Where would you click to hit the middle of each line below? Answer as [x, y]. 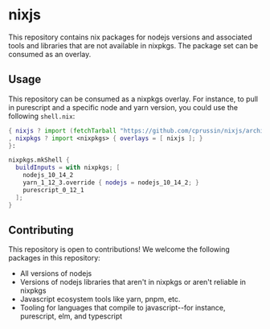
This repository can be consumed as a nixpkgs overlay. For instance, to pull [133, 99]
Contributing [41, 230]
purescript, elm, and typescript [71, 316]
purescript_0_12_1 [53, 190]
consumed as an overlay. [50, 54]
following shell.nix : [42, 116]
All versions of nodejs [56, 273]
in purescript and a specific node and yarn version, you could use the [123, 107]
